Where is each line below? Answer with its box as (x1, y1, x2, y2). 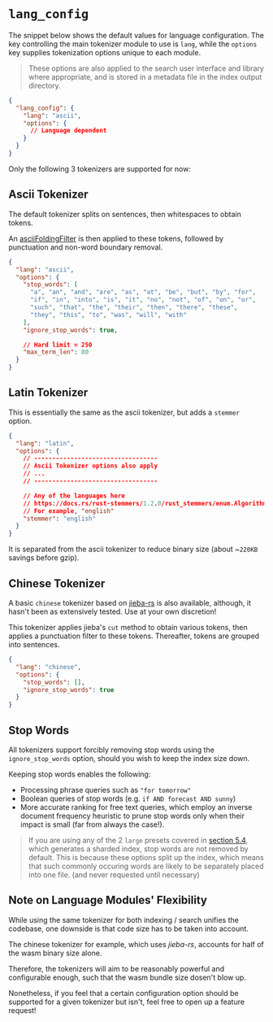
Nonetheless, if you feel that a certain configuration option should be (8, 988, 239, 998)
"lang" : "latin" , (15, 439, 75, 447)
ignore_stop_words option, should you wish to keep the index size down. (8, 753, 250, 763)
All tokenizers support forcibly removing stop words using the (8, 745, 215, 755)
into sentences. (8, 640, 60, 649)
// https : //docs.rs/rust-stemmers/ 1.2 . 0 (23, 499, 162, 507)
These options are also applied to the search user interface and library (28, 63, 264, 73)
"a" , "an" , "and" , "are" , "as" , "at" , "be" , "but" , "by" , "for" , (29, 288, 257, 297)
